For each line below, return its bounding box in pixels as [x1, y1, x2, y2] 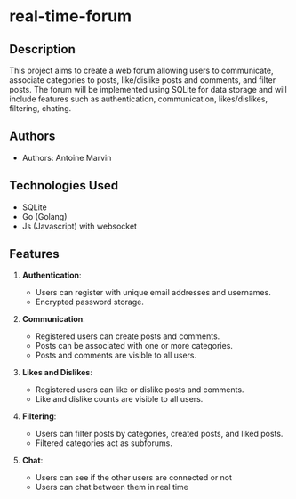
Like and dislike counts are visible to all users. [35, 394, 204, 405]
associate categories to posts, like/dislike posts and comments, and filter [9, 75, 276, 85]
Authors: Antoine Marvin [21, 152, 112, 163]
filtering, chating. [9, 103, 72, 113]
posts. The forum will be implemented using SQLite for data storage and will [9, 85, 287, 94]
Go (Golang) [21, 211, 68, 221]
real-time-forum [9, 6, 132, 27]
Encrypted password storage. [35, 296, 144, 308]
